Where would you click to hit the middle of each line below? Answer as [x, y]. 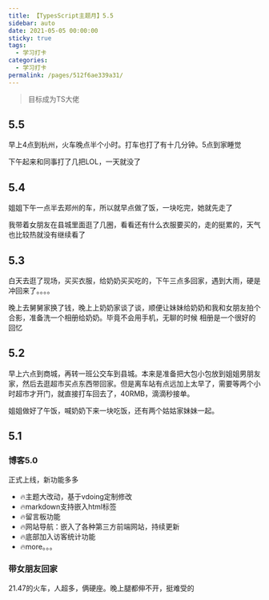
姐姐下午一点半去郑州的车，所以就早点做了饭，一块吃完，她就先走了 [120, 208]
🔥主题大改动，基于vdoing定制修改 [76, 496]
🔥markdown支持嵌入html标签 [68, 506]
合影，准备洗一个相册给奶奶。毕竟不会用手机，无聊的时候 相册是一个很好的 [132, 318]
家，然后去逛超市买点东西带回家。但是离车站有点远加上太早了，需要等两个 [131, 383]
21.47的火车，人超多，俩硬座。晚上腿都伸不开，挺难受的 [101, 588]
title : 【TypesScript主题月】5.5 [61, 16]
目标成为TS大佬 [54, 99]
